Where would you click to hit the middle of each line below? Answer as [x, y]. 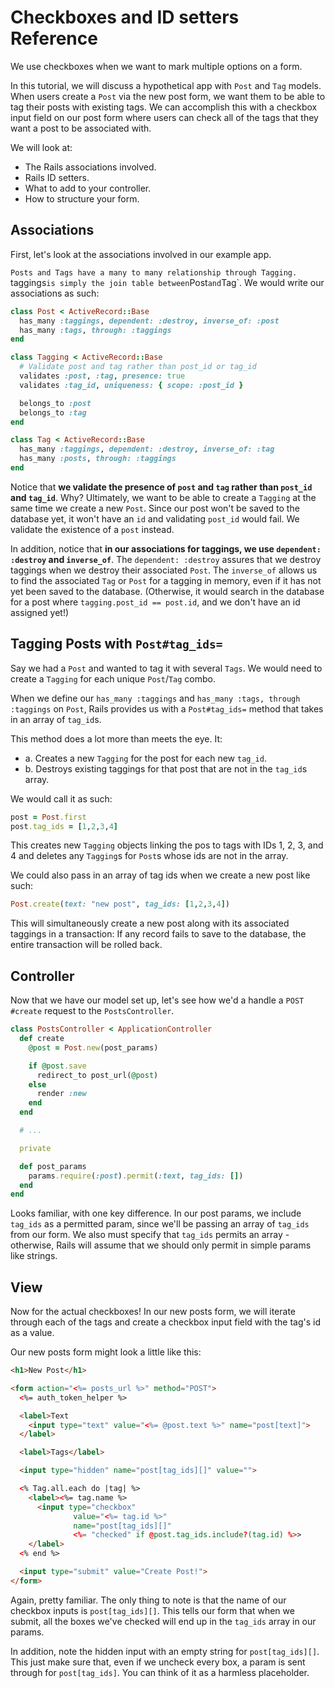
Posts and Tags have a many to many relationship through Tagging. [154, 272]
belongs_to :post [55, 403]
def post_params [53, 1166]
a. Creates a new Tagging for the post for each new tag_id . [145, 758]
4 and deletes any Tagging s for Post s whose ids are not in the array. [149, 856]
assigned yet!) [40, 612]
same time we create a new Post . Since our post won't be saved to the [155, 508]
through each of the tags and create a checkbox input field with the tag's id [166, 1322]
